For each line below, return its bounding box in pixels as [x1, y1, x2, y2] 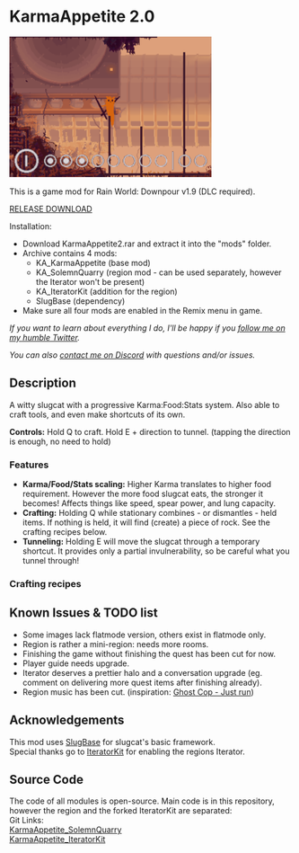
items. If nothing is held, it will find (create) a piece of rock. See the [22, 517, 271, 528]
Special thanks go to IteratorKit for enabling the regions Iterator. [9, 746, 245, 757]
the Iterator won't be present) [35, 276, 145, 287]
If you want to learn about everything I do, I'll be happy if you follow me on [9, 322, 286, 333]
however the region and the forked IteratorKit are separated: [9, 805, 233, 816]
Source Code [9, 771, 84, 787]
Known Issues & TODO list [9, 605, 159, 621]
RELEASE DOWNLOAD [9, 203, 92, 214]
